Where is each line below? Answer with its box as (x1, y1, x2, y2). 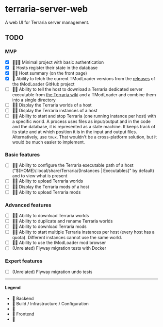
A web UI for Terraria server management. (5, 19, 90, 25)
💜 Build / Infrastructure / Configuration (12, 300, 89, 307)
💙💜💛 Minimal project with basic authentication (12, 59, 104, 65)
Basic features (5, 152, 40, 158)
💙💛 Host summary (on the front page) (12, 70, 87, 76)
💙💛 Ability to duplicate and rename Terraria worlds (12, 218, 113, 224)
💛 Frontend (12, 311, 34, 317)
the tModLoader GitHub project (12, 81, 75, 87)
